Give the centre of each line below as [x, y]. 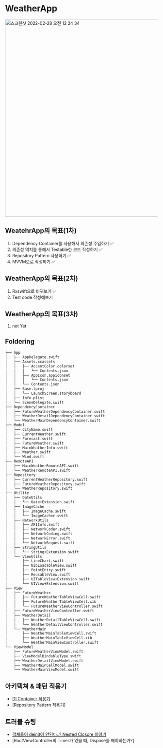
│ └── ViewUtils [24, 556]
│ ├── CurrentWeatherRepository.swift [47, 479]
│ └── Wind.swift [25, 457]
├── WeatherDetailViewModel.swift [49, 661]
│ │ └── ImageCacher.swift [37, 516]
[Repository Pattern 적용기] [39, 705]
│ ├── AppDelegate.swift [32, 357]
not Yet [19, 326]
